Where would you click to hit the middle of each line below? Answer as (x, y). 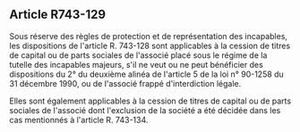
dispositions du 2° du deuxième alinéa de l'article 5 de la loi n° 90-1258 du (146, 74)
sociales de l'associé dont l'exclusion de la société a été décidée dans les (145, 110)
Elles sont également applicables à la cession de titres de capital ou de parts (150, 101)
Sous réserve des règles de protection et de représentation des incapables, (149, 36)
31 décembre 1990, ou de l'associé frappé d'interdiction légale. (125, 83)
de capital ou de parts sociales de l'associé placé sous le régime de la (138, 55)
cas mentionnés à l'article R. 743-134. (79, 120)
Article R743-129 (57, 15)
